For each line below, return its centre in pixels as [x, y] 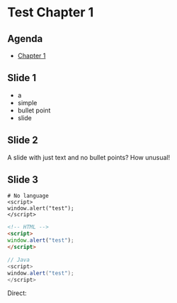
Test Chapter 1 [51, 12]
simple [27, 102]
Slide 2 [23, 140]
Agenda [25, 39]
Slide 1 [22, 78]
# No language [28, 196]
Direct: [17, 293]
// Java [19, 260]
